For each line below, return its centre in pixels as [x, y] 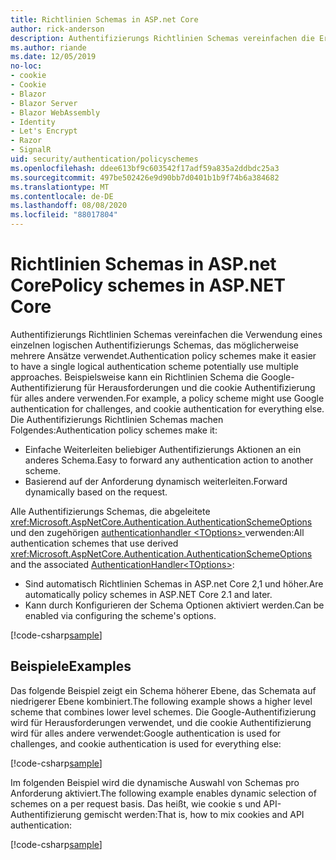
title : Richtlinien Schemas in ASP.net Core [104, 19]
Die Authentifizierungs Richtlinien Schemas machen [117, 419]
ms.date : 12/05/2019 [53, 57]
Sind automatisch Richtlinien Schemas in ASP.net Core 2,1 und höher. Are [174, 583]
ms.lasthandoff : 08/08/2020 [69, 206]
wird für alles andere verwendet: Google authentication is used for [146, 733]
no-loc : [26, 66]
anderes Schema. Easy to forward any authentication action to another [169, 460]
